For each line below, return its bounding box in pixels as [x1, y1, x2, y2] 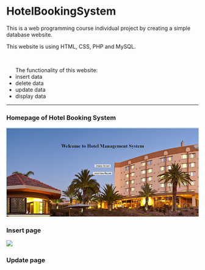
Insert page [6, 226, 41, 235]
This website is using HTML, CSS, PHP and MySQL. [6, 43, 136, 50]
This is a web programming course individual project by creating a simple [6, 24, 191, 32]
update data [15, 86, 46, 93]
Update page [6, 255, 46, 264]
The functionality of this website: [15, 66, 98, 74]
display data [15, 92, 46, 100]
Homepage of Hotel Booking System [6, 113, 116, 122]
